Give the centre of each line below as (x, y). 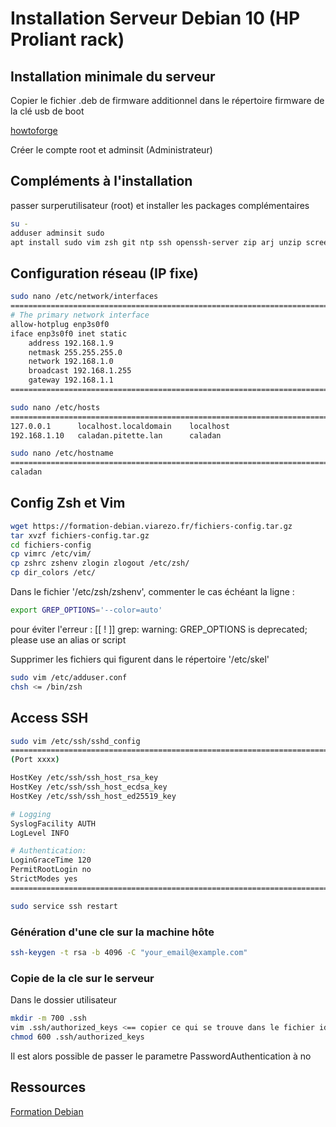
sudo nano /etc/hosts (55, 407)
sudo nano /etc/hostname (62, 453)
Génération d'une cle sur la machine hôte (112, 932)
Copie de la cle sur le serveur (82, 978)
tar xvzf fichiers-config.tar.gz (80, 535)
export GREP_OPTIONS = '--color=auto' (86, 610)
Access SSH (49, 718)
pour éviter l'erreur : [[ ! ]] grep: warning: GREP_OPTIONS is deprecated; (159, 629)
